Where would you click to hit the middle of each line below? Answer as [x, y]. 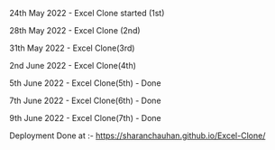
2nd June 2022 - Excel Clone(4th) [73, 66]
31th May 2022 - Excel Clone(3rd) [72, 48]
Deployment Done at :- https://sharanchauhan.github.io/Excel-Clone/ [137, 136]
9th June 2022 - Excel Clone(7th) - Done [86, 118]
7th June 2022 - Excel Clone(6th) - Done [85, 100]
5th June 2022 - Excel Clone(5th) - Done [85, 83]
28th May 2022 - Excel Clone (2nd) [75, 30]
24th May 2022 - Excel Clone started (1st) [87, 13]
